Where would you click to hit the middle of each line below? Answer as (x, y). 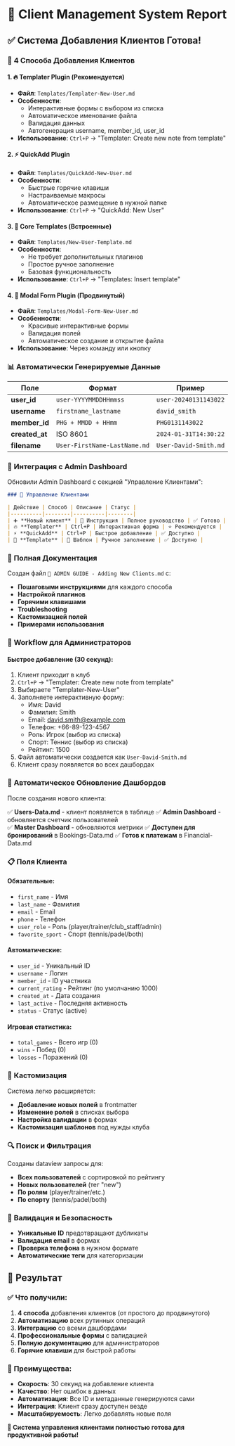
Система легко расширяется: (52, 1091)
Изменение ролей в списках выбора (73, 1112)
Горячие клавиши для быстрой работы (76, 1350)
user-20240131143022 (190, 399)
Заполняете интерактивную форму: (71, 697)
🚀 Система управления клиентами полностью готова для (96, 1428)
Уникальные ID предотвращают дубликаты (83, 1233)
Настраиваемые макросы (67, 195)
